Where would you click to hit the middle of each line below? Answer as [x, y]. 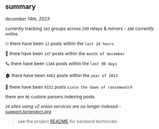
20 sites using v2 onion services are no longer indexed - [63, 106]
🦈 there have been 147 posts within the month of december [65, 53]
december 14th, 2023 [27, 18]
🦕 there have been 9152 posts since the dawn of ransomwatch [69, 87]
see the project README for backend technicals [67, 121]
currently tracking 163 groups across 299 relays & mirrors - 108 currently [80, 28]
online [12, 33]
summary [21, 7]
